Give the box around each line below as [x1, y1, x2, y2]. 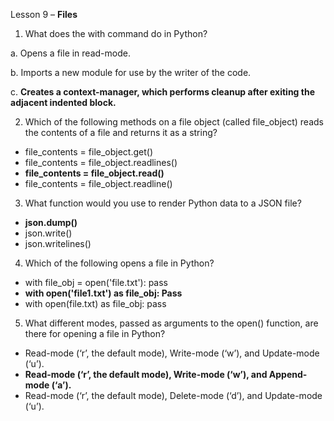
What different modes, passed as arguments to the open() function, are [24, 317, 319, 329]
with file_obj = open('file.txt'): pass [24, 277, 169, 288]
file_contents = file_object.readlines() [24, 157, 178, 168]
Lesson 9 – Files [10, 9, 78, 20]
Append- [268, 369, 308, 380]
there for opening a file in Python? [24, 328, 166, 339]
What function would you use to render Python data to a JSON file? [24, 197, 302, 209]
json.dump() [24, 217, 78, 228]
